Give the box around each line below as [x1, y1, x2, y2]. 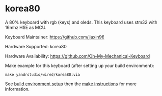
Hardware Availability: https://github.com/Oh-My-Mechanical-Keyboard [5, 53, 150, 59]
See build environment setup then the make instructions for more [5, 81, 136, 87]
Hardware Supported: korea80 [5, 43, 67, 49]
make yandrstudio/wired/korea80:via [5, 72, 80, 77]
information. [5, 86, 30, 92]
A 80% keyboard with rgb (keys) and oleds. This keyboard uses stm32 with [5, 19, 158, 25]
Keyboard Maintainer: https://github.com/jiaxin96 [5, 34, 105, 40]
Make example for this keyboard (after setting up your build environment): [5, 63, 155, 68]
